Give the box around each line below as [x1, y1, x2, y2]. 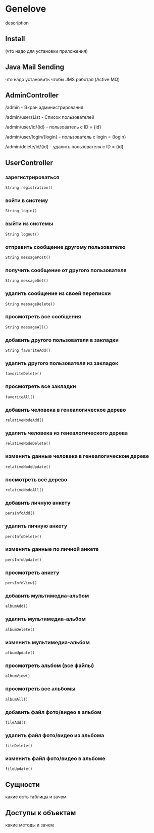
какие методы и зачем [5, 822, 54, 828]
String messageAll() [5, 324, 49, 330]
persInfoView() [5, 581, 37, 586]
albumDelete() [5, 627, 35, 632]
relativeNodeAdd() [5, 418, 44, 423]
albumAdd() [5, 604, 28, 609]
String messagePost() [5, 255, 51, 260]
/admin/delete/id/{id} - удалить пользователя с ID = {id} [5, 144, 124, 150]
